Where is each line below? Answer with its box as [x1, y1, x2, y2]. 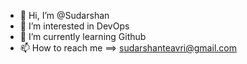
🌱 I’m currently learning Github [19, 31, 147, 42]
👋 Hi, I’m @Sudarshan [19, 10, 110, 21]
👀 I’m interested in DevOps [19, 20, 130, 32]
